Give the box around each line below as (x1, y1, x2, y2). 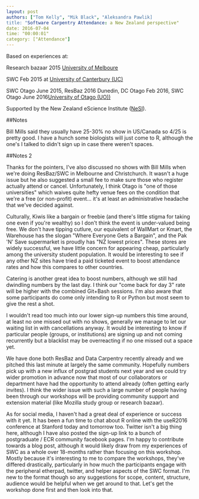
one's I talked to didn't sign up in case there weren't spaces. (6, 141, 154, 147)
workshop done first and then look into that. (6, 487, 113, 493)
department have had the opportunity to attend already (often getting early (6, 380, 189, 387)
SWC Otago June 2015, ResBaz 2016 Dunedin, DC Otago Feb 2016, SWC (6, 87, 184, 94)
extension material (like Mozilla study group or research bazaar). (6, 399, 165, 406)
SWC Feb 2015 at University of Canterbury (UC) (6, 75, 124, 83)
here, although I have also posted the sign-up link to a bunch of (6, 429, 162, 437)
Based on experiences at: (6, 53, 69, 59)
